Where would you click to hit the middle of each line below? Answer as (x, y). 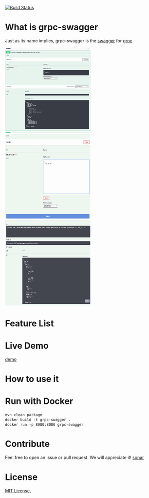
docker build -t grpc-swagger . (38, 420)
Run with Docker (39, 401)
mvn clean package (24, 415)
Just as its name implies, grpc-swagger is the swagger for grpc (69, 40)
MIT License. (18, 491)
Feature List (29, 324)
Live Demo (27, 346)
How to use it (32, 379)
